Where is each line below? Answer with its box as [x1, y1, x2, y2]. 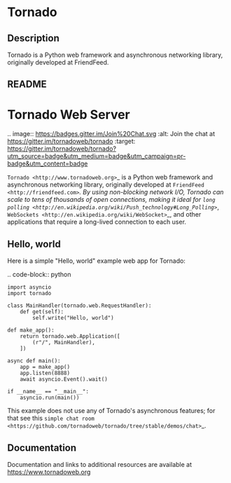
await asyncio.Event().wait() [20, 376, 108, 383]
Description [7, 32, 59, 44]
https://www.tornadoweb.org [7, 468, 91, 476]
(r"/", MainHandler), [32, 339, 96, 346]
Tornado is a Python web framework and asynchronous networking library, [7, 50, 223, 59]
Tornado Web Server [7, 107, 131, 123]
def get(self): [20, 308, 64, 315]
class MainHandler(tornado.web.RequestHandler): [7, 302, 152, 309]
